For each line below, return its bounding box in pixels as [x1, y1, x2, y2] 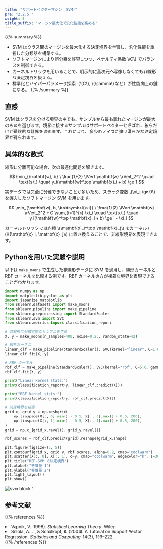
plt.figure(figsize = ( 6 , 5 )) [5, 445, 62, 450]
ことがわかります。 [5, 279, 43, 285]
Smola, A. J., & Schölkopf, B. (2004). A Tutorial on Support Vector [11, 529, 142, 535]
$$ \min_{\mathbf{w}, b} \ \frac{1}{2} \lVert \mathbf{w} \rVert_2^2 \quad [9, 173, 154, 179]
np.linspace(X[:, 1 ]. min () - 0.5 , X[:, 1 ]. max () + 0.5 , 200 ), [14, 418, 142, 423]
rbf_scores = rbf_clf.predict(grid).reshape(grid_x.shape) [5, 436, 127, 441]
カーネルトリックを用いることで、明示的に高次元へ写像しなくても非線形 [12, 69, 156, 75]
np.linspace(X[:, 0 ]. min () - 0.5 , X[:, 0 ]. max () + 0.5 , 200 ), [14, 414, 142, 419]
